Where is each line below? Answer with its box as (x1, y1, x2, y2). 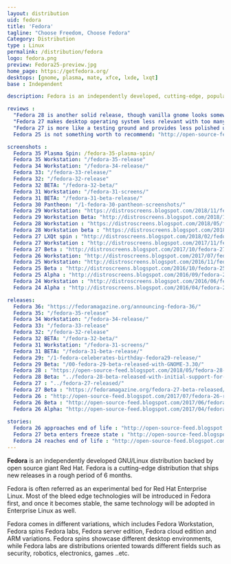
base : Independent (7, 81, 63, 87)
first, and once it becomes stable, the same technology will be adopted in (7, 499, 215, 507)
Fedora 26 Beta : (13, 399, 63, 406)
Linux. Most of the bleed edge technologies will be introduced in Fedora (7, 492, 211, 500)
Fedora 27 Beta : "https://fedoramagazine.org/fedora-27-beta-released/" (13, 386, 229, 393)
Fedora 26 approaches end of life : (13, 425, 118, 432)
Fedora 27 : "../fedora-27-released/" (13, 380, 125, 387)
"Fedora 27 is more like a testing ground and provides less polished (13, 125, 220, 132)
